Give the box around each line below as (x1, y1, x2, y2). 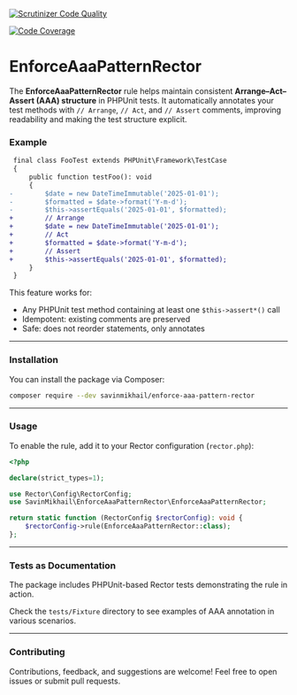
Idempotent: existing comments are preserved (21, 314, 191, 325)
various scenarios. (9, 615, 77, 626)
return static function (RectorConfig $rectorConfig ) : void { (9, 514, 243, 522)
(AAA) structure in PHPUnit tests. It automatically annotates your (35, 95, 274, 105)
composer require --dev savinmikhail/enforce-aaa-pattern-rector (9, 390, 255, 400)
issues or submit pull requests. (9, 676, 121, 686)
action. (9, 589, 34, 599)
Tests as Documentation (9, 559, 117, 571)
